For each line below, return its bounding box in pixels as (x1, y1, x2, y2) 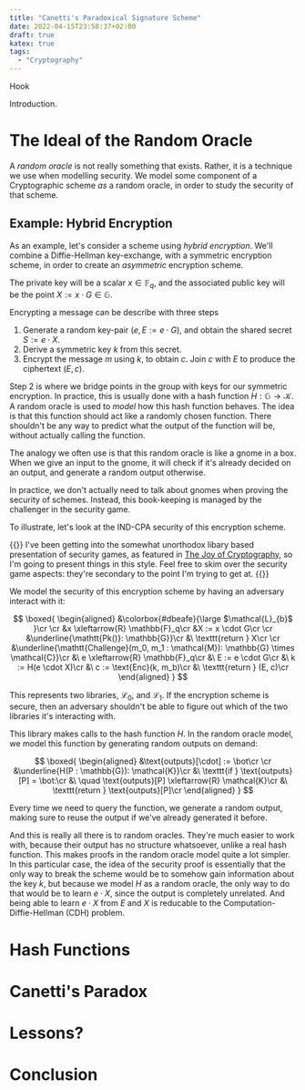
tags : (9, 47, 30, 57)
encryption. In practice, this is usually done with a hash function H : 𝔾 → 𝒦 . (9, 390, 294, 401)
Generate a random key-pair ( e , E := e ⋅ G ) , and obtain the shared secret (22, 324, 292, 335)
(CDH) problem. (65, 908, 126, 919)
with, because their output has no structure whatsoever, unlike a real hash (9, 839, 287, 850)
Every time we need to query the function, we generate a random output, (9, 803, 283, 814)
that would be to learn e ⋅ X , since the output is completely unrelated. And (9, 888, 285, 899)
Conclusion (9, 1064, 98, 1085)
